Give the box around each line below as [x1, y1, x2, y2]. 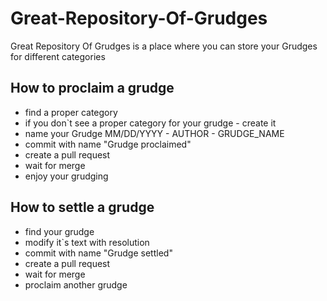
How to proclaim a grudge [10, 80, 175, 97]
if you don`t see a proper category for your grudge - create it [24, 117, 277, 129]
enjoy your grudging [24, 170, 109, 182]
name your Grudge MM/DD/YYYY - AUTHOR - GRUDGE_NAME [24, 127, 285, 139]
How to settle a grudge [10, 199, 155, 216]
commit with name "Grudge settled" [24, 247, 173, 259]
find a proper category [24, 106, 118, 118]
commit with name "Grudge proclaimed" [24, 138, 192, 150]
